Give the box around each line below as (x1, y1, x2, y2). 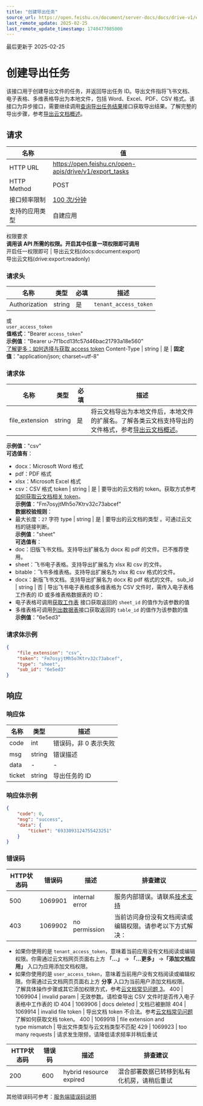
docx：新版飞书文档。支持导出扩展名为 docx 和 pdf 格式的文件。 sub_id (14, 575, 194, 583)
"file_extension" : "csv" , (17, 650, 83, 656)
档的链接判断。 (14, 523, 53, 530)
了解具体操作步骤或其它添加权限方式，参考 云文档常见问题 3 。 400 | (14, 985, 183, 992)
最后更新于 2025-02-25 (6, 43, 65, 50)
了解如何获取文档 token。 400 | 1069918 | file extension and (14, 1015, 164, 1023)
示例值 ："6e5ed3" (14, 613, 61, 621)
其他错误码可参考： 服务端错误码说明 (6, 1093, 97, 1100)
